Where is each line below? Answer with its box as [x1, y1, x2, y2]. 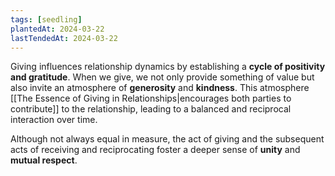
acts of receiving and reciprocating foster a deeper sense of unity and [10, 144, 301, 156]
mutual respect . [10, 154, 78, 166]
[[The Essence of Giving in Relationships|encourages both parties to [10, 92, 292, 105]
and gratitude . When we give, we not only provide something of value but [10, 71, 315, 83]
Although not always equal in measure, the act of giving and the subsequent [10, 133, 325, 145]
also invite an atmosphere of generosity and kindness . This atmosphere [10, 82, 310, 94]
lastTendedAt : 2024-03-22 [10, 33, 118, 43]
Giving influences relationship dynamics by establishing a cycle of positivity [10, 61, 326, 73]
